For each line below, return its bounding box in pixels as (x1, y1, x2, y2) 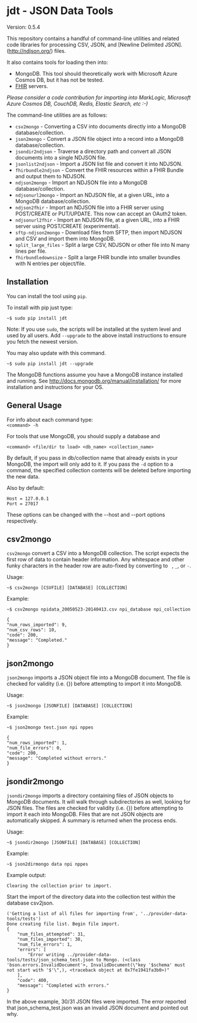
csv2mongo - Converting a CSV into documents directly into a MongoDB (15, 123, 186, 130)
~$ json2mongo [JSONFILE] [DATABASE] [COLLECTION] (6, 703, 133, 709)
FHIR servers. (15, 82, 49, 89)
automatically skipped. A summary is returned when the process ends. (6, 817, 178, 824)
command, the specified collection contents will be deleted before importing (6, 466, 191, 473)
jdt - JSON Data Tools (6, 4, 114, 18)
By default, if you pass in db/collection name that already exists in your (6, 454, 178, 461)
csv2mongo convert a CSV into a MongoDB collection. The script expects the (6, 550, 189, 557)
